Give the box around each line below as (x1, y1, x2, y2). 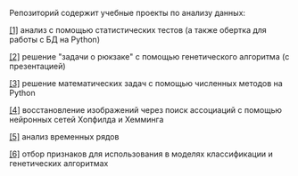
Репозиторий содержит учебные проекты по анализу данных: (9, 8, 246, 18)
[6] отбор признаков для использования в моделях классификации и (9, 148, 274, 159)
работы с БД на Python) (9, 35, 101, 44)
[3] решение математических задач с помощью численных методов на (9, 78, 283, 88)
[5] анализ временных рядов (9, 132, 120, 141)
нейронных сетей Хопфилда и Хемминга (9, 115, 164, 124)
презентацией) (9, 61, 66, 71)
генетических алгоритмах (9, 158, 109, 168)
